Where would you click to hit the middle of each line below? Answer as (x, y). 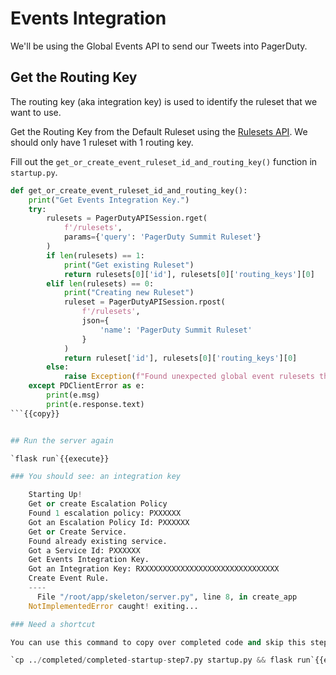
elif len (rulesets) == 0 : (100, 283)
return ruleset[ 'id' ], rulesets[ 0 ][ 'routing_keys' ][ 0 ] (180, 358)
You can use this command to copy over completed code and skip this (158, 642)
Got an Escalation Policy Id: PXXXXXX (109, 522)
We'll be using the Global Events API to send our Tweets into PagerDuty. (159, 46)
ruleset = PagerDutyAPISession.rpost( (144, 302)
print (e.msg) (73, 395)
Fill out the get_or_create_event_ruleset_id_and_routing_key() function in (164, 161)
